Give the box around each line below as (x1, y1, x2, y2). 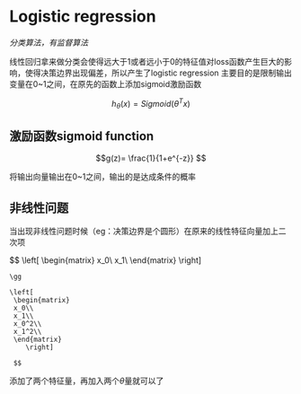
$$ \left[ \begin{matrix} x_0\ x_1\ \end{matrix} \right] (9, 255, 202, 266)
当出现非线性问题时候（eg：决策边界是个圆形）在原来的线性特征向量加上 (9, 226, 279, 237)
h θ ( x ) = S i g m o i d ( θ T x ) (111, 96, 190, 111)
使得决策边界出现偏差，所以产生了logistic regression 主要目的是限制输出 (24, 67, 292, 78)
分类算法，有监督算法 (9, 37, 88, 48)
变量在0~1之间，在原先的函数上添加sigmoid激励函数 (9, 78, 202, 89)
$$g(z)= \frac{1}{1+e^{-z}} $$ (95, 153, 207, 163)
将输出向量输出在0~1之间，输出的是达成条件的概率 (9, 171, 196, 182)
